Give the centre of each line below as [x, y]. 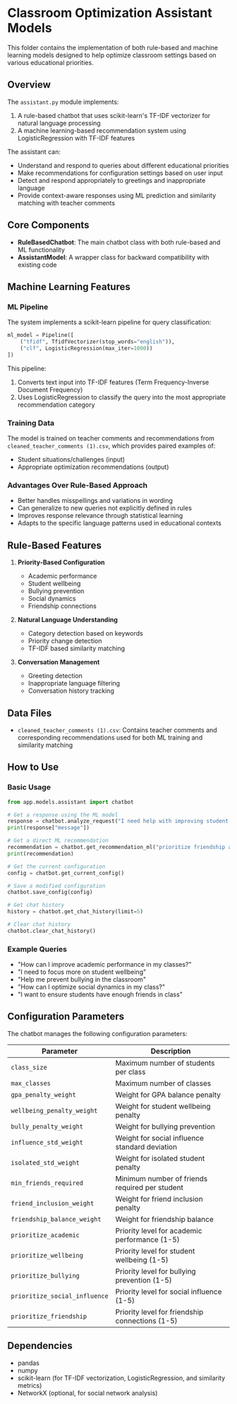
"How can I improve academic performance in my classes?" [104, 965]
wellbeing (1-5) [142, 1260]
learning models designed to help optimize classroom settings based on [112, 55]
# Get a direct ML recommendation [58, 841]
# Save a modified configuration [56, 886]
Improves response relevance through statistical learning [100, 516]
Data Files [30, 713]
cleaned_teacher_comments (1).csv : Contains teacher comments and [117, 730]
